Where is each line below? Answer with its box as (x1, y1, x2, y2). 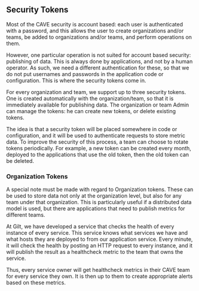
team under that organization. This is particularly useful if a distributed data (6, 199, 192, 206)
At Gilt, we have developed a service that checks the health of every (6, 223, 174, 230)
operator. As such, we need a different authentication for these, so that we (6, 64, 189, 71)
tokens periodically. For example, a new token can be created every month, (6, 144, 191, 151)
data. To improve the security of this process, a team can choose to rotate (6, 138, 189, 145)
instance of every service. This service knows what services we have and (6, 229, 188, 237)
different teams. (6, 211, 45, 219)
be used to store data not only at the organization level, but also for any (6, 192, 182, 199)
